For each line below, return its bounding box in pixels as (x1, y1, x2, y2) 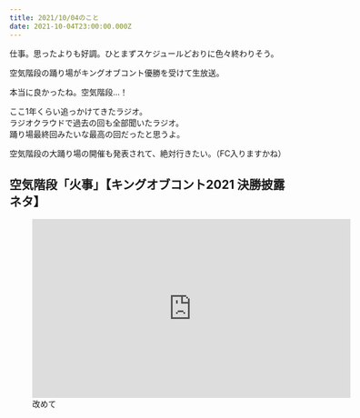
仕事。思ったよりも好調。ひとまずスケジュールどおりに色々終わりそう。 (9, 47, 279, 59)
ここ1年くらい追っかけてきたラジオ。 (9, 105, 148, 116)
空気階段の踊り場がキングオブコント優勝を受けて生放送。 (9, 67, 225, 78)
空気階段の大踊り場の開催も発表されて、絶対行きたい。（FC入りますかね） (9, 147, 286, 159)
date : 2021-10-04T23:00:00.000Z (9, 22, 132, 31)
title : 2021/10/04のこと (9, 13, 100, 23)
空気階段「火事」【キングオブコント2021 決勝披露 (9, 176, 285, 192)
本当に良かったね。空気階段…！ (9, 86, 129, 97)
